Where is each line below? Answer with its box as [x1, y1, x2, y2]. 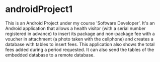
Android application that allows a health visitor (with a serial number [5, 25, 146, 31]
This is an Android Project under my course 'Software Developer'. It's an [5, 20, 155, 26]
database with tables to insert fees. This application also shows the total [5, 41, 155, 47]
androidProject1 [5, 3, 73, 15]
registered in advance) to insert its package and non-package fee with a [5, 30, 155, 36]
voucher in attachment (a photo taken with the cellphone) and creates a [5, 36, 153, 42]
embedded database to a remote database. [5, 51, 95, 58]
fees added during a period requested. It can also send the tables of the [5, 46, 154, 52]
